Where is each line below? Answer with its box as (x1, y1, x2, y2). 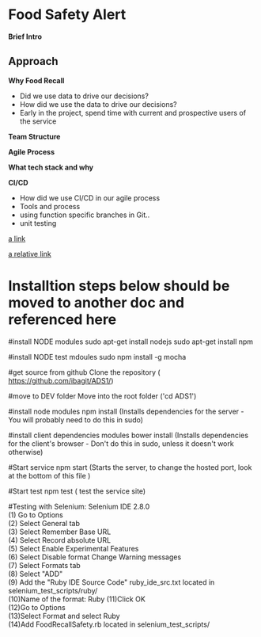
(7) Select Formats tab (8, 560, 81, 570)
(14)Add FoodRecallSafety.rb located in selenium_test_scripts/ (8, 620, 210, 629)
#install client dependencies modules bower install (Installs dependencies (8, 430, 249, 440)
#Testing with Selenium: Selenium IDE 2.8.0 (8, 502, 150, 511)
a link (8, 234, 26, 243)
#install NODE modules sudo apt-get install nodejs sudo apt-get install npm (8, 337, 254, 346)
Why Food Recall (8, 75, 65, 85)
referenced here (8, 311, 117, 328)
